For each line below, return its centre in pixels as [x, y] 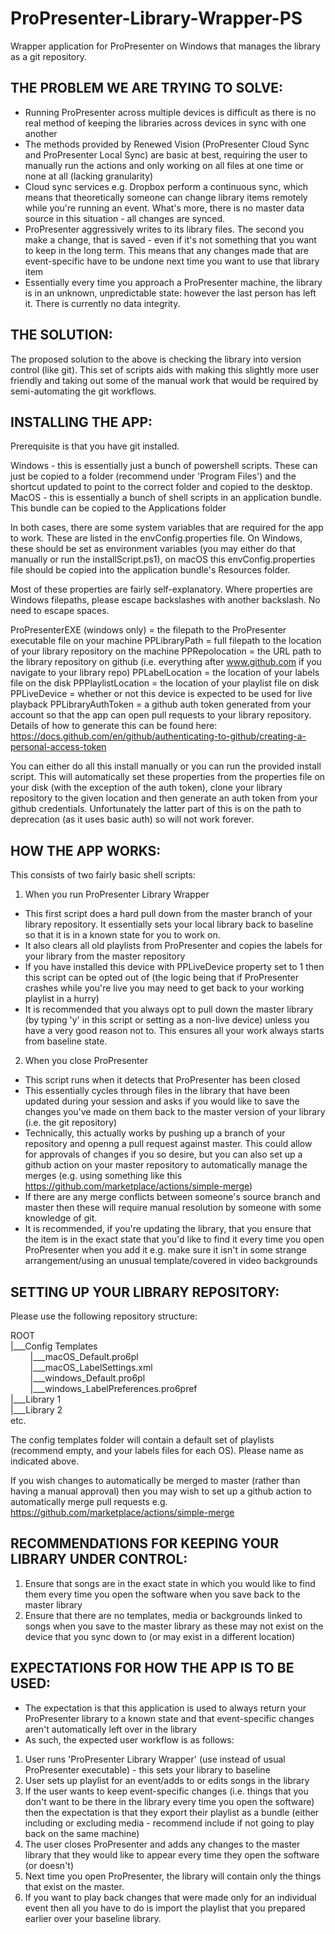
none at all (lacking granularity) [89, 176]
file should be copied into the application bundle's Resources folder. [150, 570]
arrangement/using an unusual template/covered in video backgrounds [171, 1261]
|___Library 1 [36, 1399]
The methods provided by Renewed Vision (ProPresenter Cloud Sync [167, 144]
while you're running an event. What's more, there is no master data [164, 208]
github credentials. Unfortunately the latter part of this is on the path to [156, 809]
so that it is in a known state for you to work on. [122, 935]
